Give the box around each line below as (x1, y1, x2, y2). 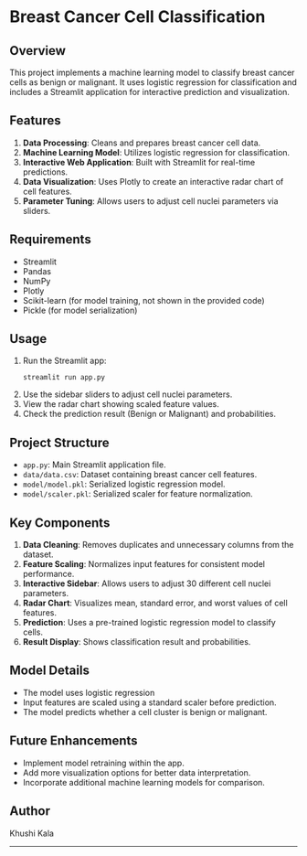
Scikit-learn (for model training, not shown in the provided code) (22, 294, 265, 305)
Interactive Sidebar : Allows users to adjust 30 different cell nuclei (22, 578, 271, 589)
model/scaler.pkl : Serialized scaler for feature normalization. (22, 488, 253, 499)
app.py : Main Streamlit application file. (22, 459, 166, 470)
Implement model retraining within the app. (22, 757, 185, 768)
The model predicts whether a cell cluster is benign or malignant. (22, 706, 268, 717)
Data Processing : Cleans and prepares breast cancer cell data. (22, 137, 261, 148)
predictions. (22, 166, 69, 177)
